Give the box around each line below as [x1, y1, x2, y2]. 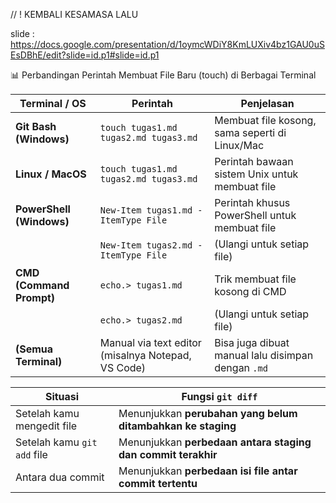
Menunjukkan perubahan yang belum [118, 407, 298, 420]
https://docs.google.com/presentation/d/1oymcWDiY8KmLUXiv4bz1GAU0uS [10, 39, 325, 50]
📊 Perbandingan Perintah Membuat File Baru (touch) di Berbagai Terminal [10, 69, 317, 81]
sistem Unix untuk [214, 167, 299, 181]
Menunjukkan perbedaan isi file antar [118, 464, 298, 478]
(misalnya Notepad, [99, 349, 192, 362]
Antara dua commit [15, 470, 105, 484]
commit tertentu [118, 477, 198, 490]
